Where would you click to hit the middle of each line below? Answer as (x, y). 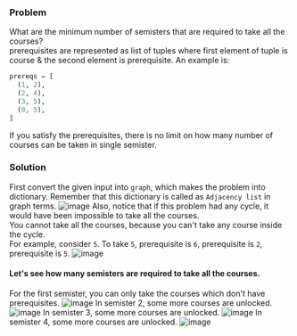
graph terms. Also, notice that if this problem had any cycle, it (139, 206)
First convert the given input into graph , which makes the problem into (137, 187)
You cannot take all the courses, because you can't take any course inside (146, 225)
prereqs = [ (31, 77)
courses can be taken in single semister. (83, 144)
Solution (28, 168)
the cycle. (27, 234)
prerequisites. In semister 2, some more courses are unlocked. (141, 303)
